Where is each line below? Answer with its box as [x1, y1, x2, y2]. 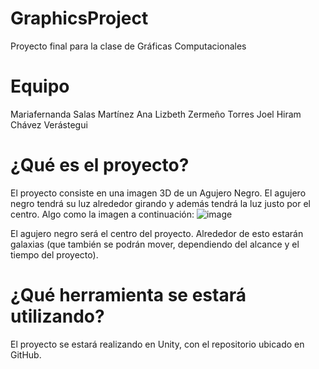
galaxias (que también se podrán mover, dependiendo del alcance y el [10, 238, 300, 250]
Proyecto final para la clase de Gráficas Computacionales [10, 40, 247, 52]
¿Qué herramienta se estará [10, 284, 247, 306]
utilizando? [10, 305, 105, 327]
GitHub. [10, 348, 42, 361]
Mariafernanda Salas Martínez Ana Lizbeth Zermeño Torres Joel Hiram [10, 108, 302, 120]
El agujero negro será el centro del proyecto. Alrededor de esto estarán [10, 227, 304, 239]
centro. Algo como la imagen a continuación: [10, 208, 195, 220]
